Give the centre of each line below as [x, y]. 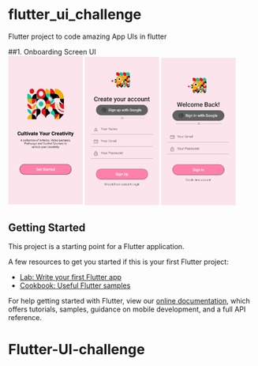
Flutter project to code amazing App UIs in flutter [88, 36]
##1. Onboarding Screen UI [52, 51]
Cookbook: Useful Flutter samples [75, 285]
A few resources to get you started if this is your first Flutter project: [118, 262]
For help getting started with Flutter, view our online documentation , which [129, 301]
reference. [25, 318]
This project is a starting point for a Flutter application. [96, 247]
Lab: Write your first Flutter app [71, 277]
